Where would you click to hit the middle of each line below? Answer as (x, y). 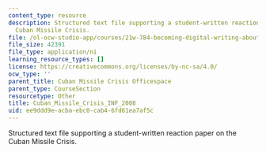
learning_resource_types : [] (56, 60)
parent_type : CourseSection (55, 89)
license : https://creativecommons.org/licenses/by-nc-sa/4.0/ (113, 67)
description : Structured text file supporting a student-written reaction (134, 23)
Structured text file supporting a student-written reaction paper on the (123, 133)
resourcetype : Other (42, 96)
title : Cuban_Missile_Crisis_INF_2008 (72, 103)
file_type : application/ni (53, 52)
